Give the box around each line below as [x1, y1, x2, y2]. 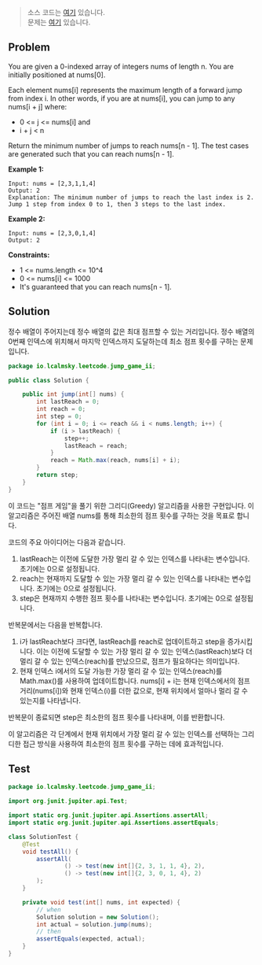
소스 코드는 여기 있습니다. [27, 8, 106, 17]
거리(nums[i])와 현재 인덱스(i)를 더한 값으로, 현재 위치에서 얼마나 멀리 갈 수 [19, 686, 249, 695]
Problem [8, 41, 51, 54]
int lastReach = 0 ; [36, 397, 100, 406]
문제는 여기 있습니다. [27, 17, 91, 27]
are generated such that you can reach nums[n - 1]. [8, 149, 175, 158]
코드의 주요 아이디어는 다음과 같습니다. [8, 537, 126, 546]
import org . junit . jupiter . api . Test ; [8, 797, 128, 805]
